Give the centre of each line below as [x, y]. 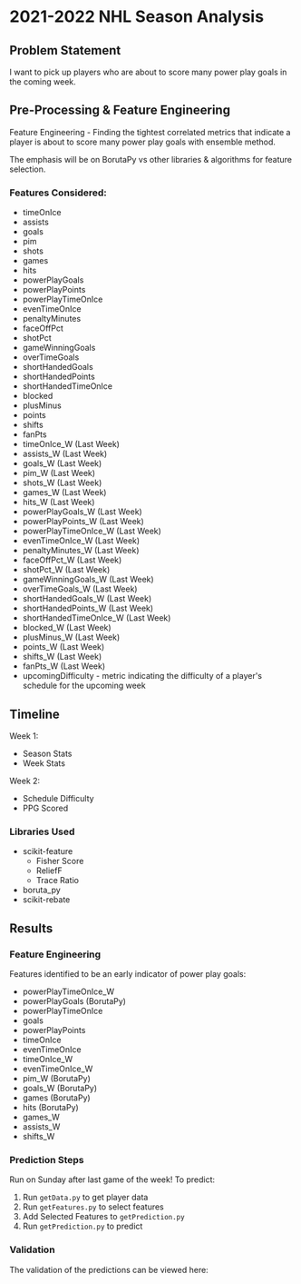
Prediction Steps [47, 1160]
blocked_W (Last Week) [67, 628]
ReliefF [49, 871]
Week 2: [25, 781]
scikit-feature [48, 851]
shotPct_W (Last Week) [66, 570]
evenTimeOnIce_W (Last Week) [81, 541]
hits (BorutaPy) [50, 1107]
